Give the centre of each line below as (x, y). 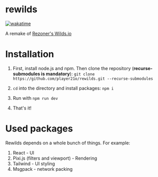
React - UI (23, 152)
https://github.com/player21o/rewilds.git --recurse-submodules (83, 79)
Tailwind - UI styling (34, 163)
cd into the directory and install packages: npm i (63, 88)
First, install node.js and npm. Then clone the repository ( (73, 68)
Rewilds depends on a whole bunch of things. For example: (68, 143)
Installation (30, 54)
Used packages (39, 129)
